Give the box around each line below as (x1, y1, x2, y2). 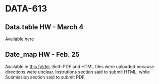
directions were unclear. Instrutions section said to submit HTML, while (5, 69, 150, 75)
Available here (5, 36, 34, 42)
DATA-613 (5, 3, 48, 14)
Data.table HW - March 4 (5, 23, 84, 31)
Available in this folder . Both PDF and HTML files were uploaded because (5, 63, 155, 70)
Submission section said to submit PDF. (5, 74, 86, 80)
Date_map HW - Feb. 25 (5, 50, 80, 59)
